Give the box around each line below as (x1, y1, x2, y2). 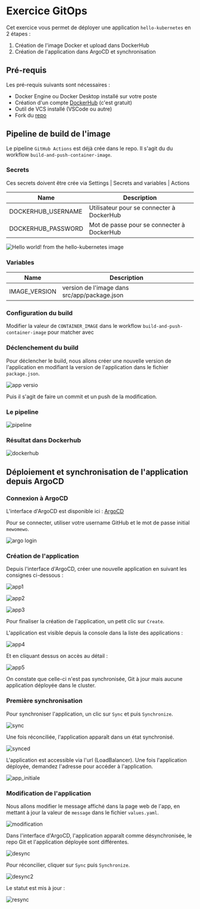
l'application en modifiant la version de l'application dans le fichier (6, 363, 168, 370)
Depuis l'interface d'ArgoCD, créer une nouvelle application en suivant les (6, 566, 187, 573)
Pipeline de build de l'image (6, 129, 111, 139)
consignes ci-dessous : (6, 571, 64, 579)
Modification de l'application (6, 789, 91, 797)
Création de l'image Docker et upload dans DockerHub (14, 42, 150, 49)
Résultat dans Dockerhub (6, 436, 82, 444)
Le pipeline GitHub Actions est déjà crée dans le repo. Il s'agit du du (6, 145, 173, 152)
